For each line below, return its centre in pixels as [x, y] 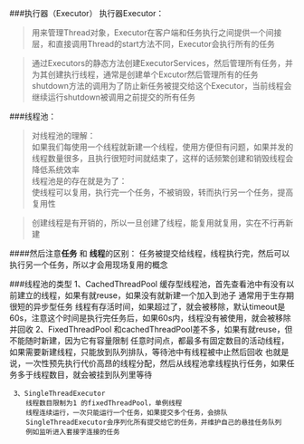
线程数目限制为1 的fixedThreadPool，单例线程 [104, 403]
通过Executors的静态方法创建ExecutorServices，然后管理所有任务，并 [162, 63]
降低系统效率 [55, 169]
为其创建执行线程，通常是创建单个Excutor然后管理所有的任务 [145, 74]
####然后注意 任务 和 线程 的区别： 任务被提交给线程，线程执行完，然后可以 [150, 253]
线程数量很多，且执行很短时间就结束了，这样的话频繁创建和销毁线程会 [162, 158]
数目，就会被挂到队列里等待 [100, 375]
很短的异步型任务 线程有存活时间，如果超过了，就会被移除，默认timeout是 [147, 307]
